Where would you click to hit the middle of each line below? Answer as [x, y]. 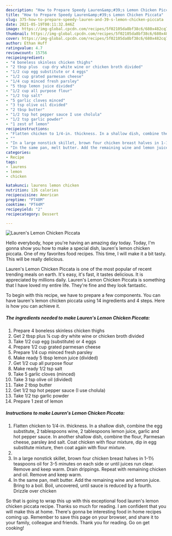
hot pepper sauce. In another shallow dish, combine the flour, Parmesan [89, 437]
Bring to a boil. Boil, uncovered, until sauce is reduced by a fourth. [82, 485]
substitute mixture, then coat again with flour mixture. [70, 448]
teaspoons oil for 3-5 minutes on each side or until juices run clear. [83, 464]
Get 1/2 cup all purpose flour [43, 363]
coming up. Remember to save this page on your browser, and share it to [82, 517]
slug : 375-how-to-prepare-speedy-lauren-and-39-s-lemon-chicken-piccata [85, 19]
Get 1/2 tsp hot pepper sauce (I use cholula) [59, 390]
